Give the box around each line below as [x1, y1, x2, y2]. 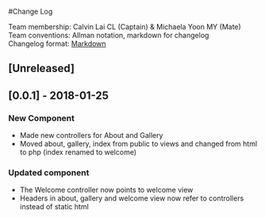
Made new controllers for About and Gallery [19, 131, 163, 140]
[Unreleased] [8, 62, 75, 75]
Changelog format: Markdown [8, 39, 106, 48]
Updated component [8, 167, 90, 178]
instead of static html [19, 202, 89, 212]
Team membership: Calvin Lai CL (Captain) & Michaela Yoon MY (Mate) [8, 22, 242, 31]
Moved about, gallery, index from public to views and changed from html [19, 139, 258, 149]
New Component [8, 113, 75, 124]
